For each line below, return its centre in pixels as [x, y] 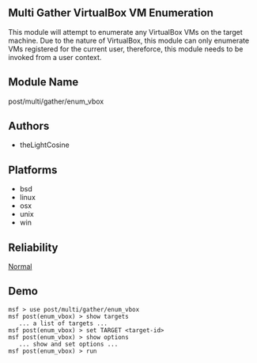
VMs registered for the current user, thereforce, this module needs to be [126, 49]
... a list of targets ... [63, 323]
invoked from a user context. [55, 57]
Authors [29, 126]
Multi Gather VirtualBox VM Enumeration [111, 13]
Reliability [33, 247]
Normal [20, 267]
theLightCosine [44, 145]
